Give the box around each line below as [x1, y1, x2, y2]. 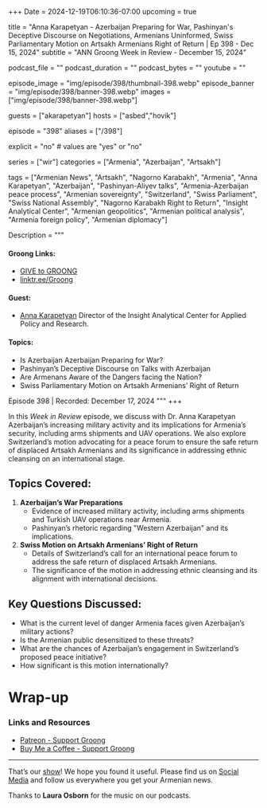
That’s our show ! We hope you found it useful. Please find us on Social [8, 767, 239, 776]
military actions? [19, 627, 74, 637]
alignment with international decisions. [31, 574, 158, 584]
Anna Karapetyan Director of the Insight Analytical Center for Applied [19, 311, 246, 320]
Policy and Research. [19, 319, 89, 329]
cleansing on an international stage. [8, 453, 126, 463]
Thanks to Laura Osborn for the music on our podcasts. [8, 790, 192, 800]
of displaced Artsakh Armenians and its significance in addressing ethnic [8, 445, 248, 455]
